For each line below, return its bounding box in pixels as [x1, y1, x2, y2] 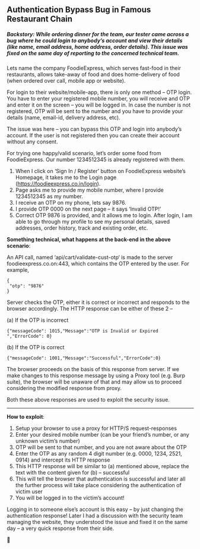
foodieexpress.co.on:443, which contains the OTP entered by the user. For [7, 260, 189, 267]
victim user [15, 488, 43, 495]
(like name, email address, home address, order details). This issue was [7, 43, 189, 50]
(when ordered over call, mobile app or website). [7, 77, 126, 84]
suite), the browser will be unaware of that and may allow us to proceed [7, 378, 182, 385]
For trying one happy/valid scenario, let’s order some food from [7, 150, 161, 157]
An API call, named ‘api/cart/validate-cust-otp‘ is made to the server [7, 254, 173, 261]
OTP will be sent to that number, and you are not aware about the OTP [15, 444, 187, 451]
